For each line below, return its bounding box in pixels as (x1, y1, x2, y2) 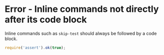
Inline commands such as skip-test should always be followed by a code (5, 30, 157, 36)
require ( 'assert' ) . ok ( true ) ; (5, 45, 66, 50)
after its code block (5, 14, 87, 25)
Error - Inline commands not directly (5, 3, 159, 15)
